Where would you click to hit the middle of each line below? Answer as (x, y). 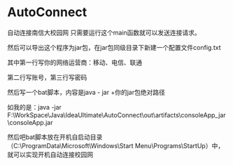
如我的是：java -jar (34, 107)
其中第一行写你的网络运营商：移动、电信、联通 (75, 62)
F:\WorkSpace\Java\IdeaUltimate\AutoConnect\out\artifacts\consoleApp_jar (116, 115)
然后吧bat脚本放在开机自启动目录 (55, 137)
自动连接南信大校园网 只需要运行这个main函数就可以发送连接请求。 (104, 32)
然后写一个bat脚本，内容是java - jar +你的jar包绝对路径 (86, 92)
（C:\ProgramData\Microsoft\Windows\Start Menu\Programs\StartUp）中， (116, 145)
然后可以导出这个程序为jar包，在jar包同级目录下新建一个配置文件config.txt (114, 47)
